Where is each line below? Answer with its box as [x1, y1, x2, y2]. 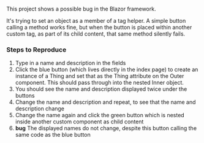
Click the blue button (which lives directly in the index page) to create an [15, 66, 198, 73]
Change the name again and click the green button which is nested [15, 112, 185, 119]
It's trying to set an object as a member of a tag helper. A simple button [6, 17, 186, 24]
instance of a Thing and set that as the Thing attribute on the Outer [15, 72, 184, 80]
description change [15, 105, 65, 112]
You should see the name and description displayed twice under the [15, 85, 187, 93]
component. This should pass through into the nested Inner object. [15, 79, 184, 87]
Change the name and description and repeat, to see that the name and [15, 98, 196, 106]
